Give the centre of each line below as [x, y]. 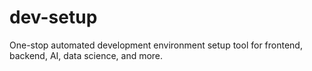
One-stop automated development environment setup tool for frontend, [156, 45]
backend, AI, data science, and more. [86, 55]
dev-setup [53, 17]
